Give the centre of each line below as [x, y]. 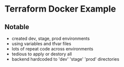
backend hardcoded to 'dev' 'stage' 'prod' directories [65, 59]
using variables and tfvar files [41, 44]
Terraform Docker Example [60, 9]
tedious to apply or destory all [41, 54]
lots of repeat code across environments [52, 49]
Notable [17, 27]
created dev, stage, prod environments [51, 38]
